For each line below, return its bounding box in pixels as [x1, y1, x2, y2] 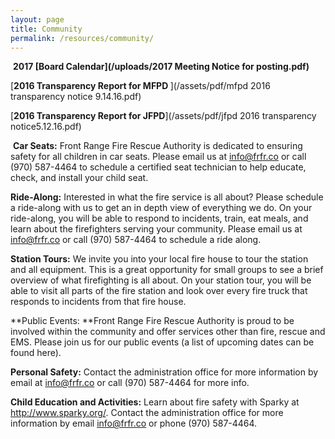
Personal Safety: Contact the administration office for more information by [10, 366, 319, 378]
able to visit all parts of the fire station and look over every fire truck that [10, 285, 308, 297]
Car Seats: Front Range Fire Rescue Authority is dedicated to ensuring [12, 140, 303, 152]
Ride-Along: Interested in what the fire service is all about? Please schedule [10, 191, 324, 203]
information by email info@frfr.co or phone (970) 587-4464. [10, 417, 258, 430]
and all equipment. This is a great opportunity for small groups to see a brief [10, 264, 324, 276]
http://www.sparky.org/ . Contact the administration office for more [10, 407, 284, 419]
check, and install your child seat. [10, 172, 149, 184]
